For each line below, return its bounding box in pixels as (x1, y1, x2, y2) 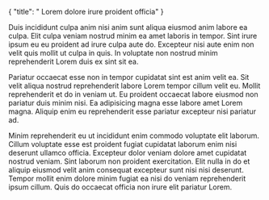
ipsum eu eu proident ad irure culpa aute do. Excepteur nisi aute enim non (8, 40, 254, 49)
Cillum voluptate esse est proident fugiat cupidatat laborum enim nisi (8, 140, 237, 148)
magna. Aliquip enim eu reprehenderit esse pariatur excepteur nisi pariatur (8, 106, 257, 116)
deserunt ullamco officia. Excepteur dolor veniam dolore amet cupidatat (8, 148, 247, 157)
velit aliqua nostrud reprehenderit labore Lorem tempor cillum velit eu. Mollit (8, 81, 261, 90)
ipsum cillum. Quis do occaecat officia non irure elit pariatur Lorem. (8, 182, 233, 192)
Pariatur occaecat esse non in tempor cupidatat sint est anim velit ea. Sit (8, 73, 250, 81)
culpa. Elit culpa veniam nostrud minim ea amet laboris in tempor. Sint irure (8, 31, 258, 40)
